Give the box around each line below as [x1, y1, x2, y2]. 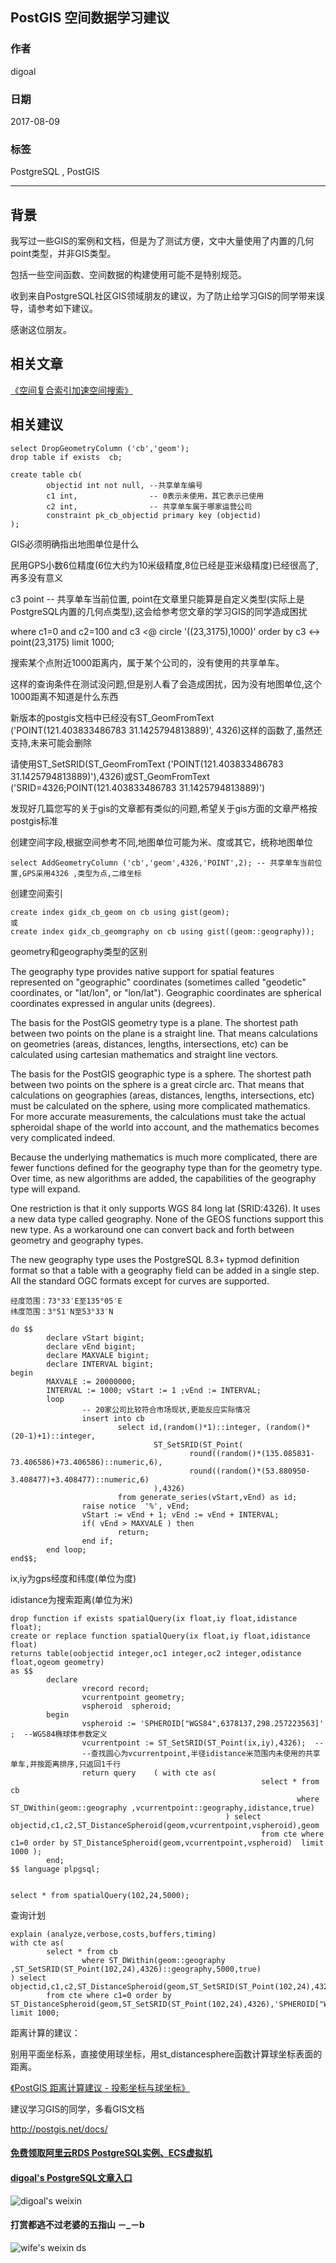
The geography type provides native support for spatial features [10, 965, 275, 977]
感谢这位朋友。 [10, 324, 72, 336]
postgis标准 [10, 814, 59, 827]
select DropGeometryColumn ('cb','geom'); [10, 443, 190, 453]
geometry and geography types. [10, 1234, 144, 1246]
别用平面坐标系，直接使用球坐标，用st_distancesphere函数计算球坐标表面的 [10, 2048, 323, 2060]
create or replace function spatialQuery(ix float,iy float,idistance [10, 1631, 311, 1641]
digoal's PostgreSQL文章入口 [10, 2171, 133, 2183]
